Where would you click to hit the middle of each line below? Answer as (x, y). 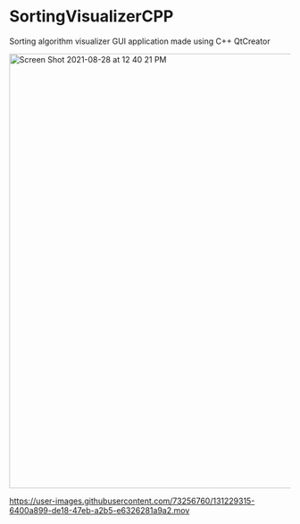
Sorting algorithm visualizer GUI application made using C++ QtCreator (140, 41)
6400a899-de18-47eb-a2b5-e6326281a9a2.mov (100, 510)
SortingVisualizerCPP (92, 17)
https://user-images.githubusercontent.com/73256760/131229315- (132, 501)
